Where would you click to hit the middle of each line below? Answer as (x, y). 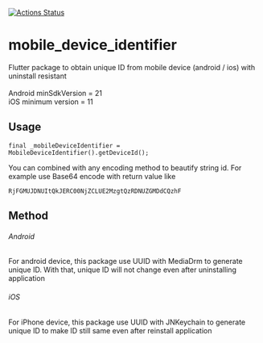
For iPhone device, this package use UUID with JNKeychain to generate (127, 322)
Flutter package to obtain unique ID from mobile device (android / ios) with (132, 67)
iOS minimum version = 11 (51, 102)
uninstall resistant (37, 76)
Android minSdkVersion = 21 (55, 93)
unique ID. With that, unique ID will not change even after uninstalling (123, 270)
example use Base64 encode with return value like (92, 176)
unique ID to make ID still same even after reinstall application (110, 330)
